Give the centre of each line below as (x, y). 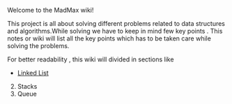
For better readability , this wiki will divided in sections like (91, 59)
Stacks (27, 86)
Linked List (33, 73)
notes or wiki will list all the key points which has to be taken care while (109, 38)
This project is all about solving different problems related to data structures (116, 23)
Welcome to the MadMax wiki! (51, 10)
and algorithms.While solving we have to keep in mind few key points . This (115, 31)
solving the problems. (38, 46)
